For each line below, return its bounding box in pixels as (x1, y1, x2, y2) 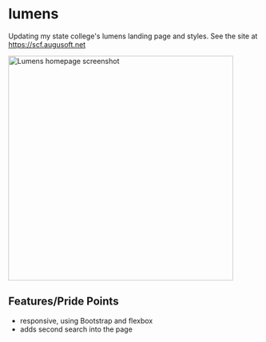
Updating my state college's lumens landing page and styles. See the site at (8, 31, 258, 41)
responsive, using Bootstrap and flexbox (19, 316, 153, 325)
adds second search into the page (19, 324, 133, 334)
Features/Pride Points (8, 295, 119, 308)
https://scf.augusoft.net (8, 39, 86, 49)
